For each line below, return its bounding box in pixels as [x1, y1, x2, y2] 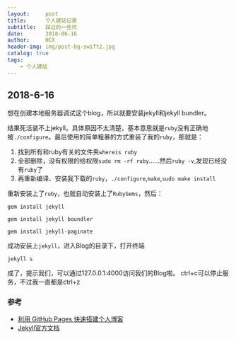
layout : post [7, 10, 59, 18]
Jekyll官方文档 [17, 323, 60, 332]
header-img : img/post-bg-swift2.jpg [7, 43, 115, 50]
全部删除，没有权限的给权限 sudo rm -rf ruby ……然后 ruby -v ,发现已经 [17, 156, 221, 165]
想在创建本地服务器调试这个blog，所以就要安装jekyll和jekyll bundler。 [7, 109, 211, 117]
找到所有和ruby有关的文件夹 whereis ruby [17, 148, 138, 156]
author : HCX [7, 37, 55, 44]
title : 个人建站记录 [7, 17, 78, 24]
